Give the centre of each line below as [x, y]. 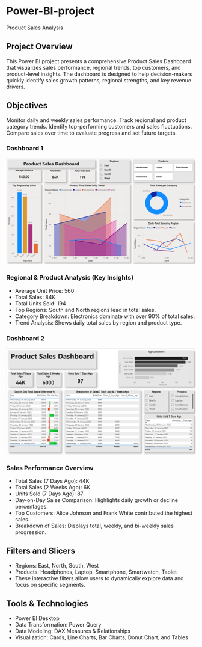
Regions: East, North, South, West [57, 565]
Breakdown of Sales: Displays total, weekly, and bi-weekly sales [94, 526]
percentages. [31, 507]
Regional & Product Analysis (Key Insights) [70, 278]
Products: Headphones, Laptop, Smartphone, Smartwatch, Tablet [96, 572]
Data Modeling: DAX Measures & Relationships [73, 631]
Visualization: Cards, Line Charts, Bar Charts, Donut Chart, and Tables [101, 637]
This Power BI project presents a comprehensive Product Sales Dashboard [99, 61]
